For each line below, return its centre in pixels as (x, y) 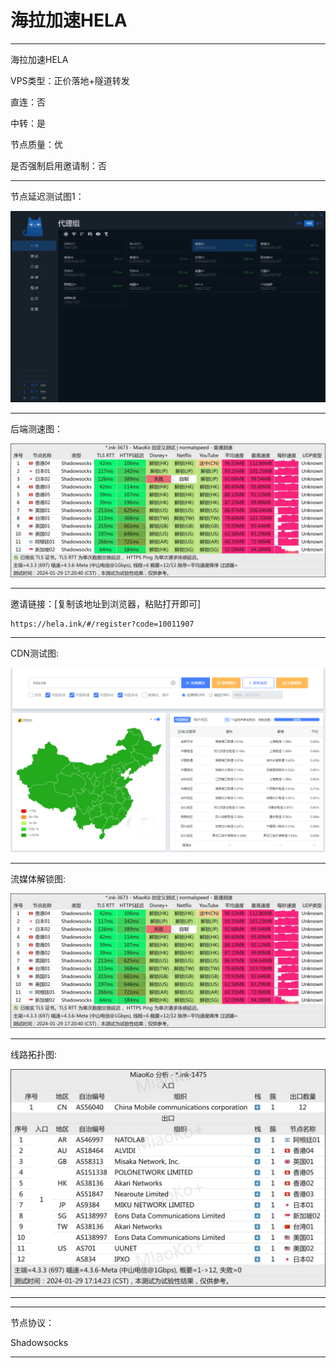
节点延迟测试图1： (47, 196)
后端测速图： (36, 428)
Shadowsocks (39, 1342)
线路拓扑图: (34, 1055)
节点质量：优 (36, 144)
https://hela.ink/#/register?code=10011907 (102, 624)
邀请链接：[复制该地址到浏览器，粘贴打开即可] (106, 604)
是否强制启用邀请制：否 (58, 165)
